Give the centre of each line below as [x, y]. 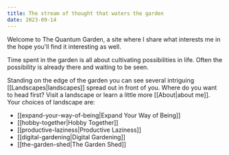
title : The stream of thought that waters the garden [86, 13]
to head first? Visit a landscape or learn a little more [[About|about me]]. [109, 95]
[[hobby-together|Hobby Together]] [68, 122]
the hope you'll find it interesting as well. [64, 46]
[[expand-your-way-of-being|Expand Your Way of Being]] [99, 115]
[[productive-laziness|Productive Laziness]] [79, 130]
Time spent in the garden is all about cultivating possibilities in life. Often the [115, 59]
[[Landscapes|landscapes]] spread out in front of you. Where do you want [112, 87]
